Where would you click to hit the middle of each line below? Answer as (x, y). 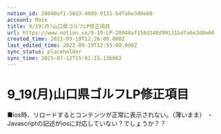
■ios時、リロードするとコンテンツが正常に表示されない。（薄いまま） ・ (110, 115)
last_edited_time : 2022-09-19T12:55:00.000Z (72, 45)
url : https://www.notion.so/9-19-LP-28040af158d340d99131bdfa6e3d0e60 (111, 33)
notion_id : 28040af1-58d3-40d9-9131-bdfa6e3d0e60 (80, 13)
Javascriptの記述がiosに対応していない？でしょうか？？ (87, 123)
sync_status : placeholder (44, 52)
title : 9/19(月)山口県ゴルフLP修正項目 (59, 26)
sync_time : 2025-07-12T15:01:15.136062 (65, 58)
